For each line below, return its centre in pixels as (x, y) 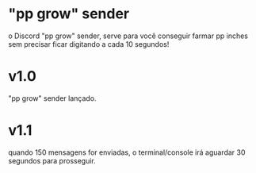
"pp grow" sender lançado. (52, 98)
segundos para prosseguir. (52, 160)
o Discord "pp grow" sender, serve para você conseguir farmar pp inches (128, 36)
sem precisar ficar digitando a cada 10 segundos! (89, 44)
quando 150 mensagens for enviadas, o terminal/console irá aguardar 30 (127, 152)
